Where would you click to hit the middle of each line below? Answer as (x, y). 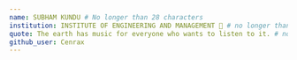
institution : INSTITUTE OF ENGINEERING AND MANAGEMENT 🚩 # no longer (140, 26)
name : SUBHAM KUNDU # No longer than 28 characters (106, 17)
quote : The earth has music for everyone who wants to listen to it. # (144, 34)
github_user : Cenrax (47, 42)
